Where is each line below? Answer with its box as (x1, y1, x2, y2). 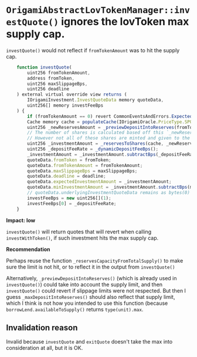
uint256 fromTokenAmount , (27, 70, 91, 76)
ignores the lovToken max (60, 15, 189, 28)
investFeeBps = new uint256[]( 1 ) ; (27, 195, 111, 201)
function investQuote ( (16, 64, 72, 70)
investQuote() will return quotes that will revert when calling (6, 228, 152, 235)
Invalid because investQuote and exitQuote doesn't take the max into (6, 338, 173, 345)
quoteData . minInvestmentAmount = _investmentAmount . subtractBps (27, 184, 188, 191)
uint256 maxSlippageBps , (27, 81, 88, 87)
